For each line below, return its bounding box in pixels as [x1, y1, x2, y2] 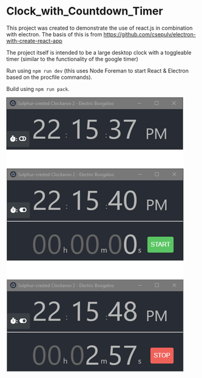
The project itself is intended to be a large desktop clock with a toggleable [6, 48, 192, 56]
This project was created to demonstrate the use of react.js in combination [6, 24, 193, 31]
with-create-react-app [6, 37, 62, 44]
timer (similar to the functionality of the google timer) [6, 55, 138, 62]
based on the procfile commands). [6, 73, 93, 81]
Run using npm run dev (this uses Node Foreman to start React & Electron [6, 67, 189, 74]
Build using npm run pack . [6, 85, 70, 92]
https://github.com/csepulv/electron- [103, 30, 196, 38]
